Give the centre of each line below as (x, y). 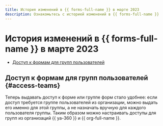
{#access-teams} (33, 86)
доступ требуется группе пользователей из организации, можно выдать (81, 102)
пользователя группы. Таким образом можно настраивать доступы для (81, 113)
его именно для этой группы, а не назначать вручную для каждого (76, 108)
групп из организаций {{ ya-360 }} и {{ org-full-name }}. (63, 118)
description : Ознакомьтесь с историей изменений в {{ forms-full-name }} (82, 14)
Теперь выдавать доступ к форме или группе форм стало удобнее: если (81, 97)
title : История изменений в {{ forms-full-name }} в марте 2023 (72, 10)
